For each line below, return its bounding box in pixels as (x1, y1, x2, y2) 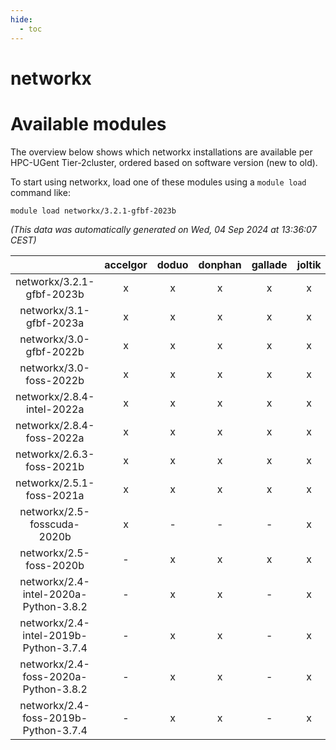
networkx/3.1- (19, 303, 90, 317)
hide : (10, 14, 33, 25)
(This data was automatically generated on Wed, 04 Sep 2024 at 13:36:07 (10, 223, 317, 235)
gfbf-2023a (25, 316, 85, 330)
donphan (198, 257, 242, 271)
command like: (10, 186, 71, 198)
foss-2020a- (22, 669, 88, 683)
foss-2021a (25, 488, 85, 502)
